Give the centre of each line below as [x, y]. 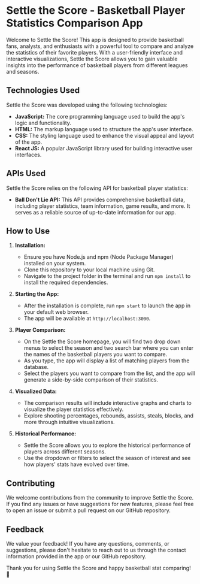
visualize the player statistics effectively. [74, 409]
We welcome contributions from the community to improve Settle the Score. [100, 498]
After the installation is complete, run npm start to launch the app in [107, 305]
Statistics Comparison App [75, 23]
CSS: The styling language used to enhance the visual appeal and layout [104, 135]
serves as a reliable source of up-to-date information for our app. [96, 212]
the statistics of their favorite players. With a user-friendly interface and [95, 52]
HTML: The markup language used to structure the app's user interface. [104, 129]
